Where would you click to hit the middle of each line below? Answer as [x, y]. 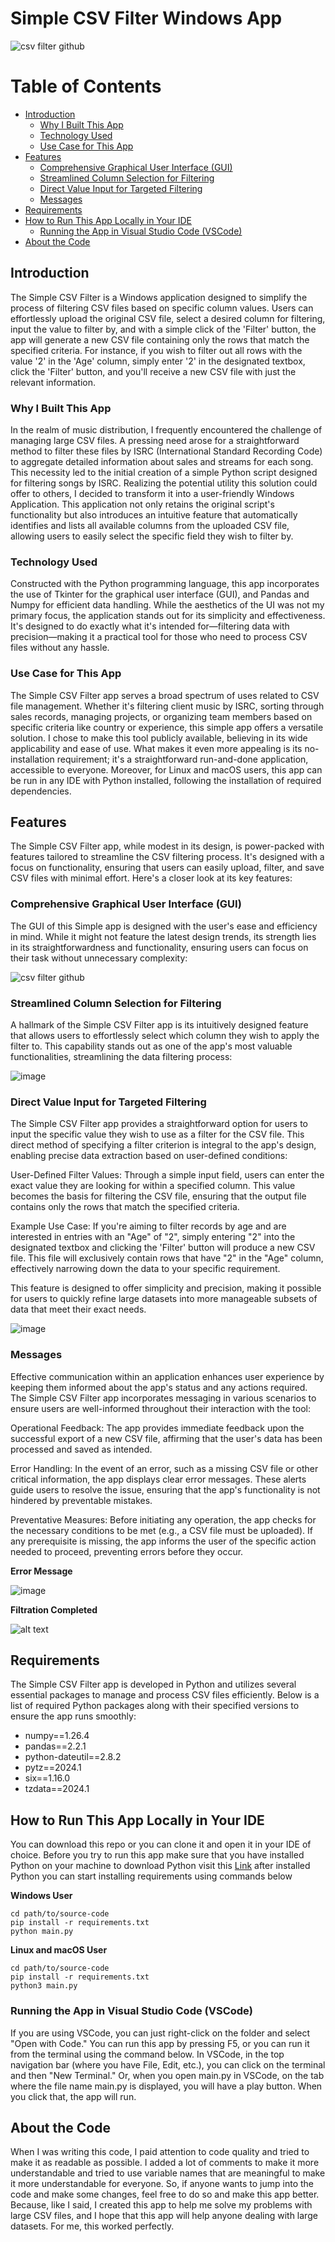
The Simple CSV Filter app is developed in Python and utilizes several [153, 1684]
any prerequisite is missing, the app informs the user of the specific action [163, 1541]
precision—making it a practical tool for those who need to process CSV [159, 637]
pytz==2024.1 [53, 1768]
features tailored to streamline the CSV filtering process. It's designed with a [167, 857]
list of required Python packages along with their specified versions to [155, 1706]
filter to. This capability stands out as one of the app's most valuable [151, 1046]
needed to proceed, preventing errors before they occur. [127, 1551]
